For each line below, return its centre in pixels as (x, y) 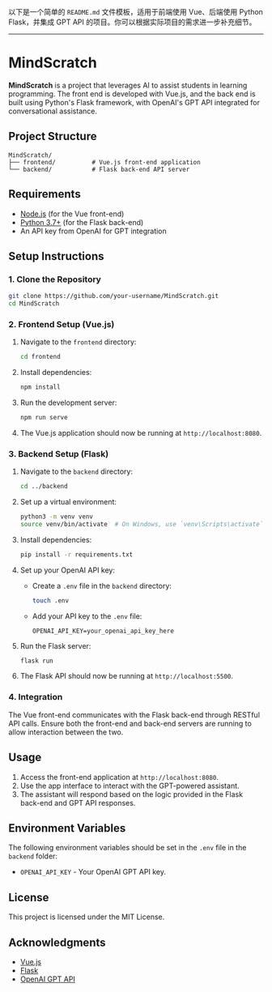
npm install (40, 387)
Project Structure (53, 136)
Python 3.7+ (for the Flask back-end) (82, 222)
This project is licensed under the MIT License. (87, 917)
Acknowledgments (57, 942)
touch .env (51, 600)
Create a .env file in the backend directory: (102, 585)
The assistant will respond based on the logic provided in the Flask (132, 794)
